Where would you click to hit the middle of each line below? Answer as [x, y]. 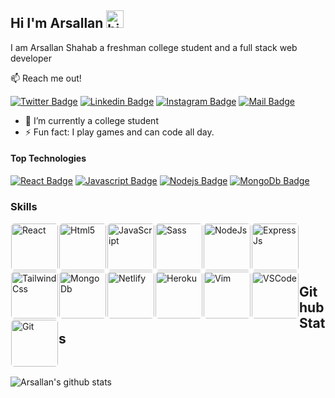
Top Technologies [48, 158]
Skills [24, 206]
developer [31, 58]
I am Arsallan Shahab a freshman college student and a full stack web [154, 47]
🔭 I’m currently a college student [91, 120]
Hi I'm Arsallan [57, 23]
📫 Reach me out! [46, 78]
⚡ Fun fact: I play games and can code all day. [119, 132]
